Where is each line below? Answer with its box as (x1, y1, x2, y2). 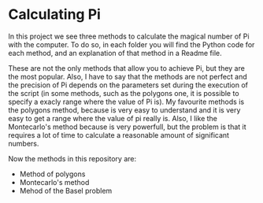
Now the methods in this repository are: (8, 153, 136, 163)
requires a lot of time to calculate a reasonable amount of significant (8, 130, 230, 139)
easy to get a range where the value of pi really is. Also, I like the (8, 113, 218, 123)
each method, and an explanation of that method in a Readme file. (8, 48, 222, 57)
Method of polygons (19, 169, 86, 179)
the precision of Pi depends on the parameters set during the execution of (8, 80, 249, 90)
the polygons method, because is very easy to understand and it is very (8, 105, 241, 115)
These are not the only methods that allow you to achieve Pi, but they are (8, 63, 246, 72)
